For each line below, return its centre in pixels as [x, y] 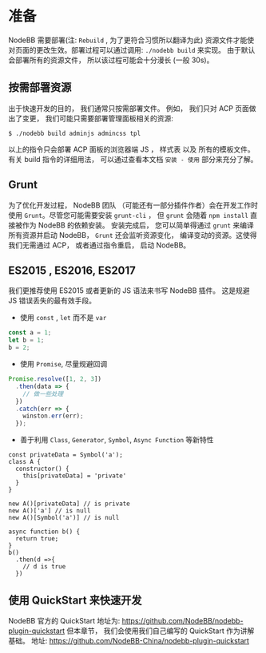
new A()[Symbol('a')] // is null [64, 518]
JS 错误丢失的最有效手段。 [52, 301]
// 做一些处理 [43, 394]
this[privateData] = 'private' [75, 476]
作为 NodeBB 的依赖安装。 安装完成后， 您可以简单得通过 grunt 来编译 [138, 225]
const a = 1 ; [30, 333]
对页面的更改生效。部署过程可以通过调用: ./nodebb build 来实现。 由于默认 [132, 49]
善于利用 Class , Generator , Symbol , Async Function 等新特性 [117, 440]
